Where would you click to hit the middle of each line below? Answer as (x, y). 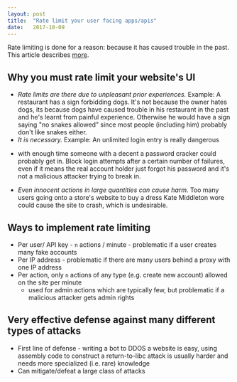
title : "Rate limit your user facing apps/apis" (82, 21)
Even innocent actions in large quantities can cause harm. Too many (118, 190)
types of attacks (44, 331)
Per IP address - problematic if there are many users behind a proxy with (124, 260)
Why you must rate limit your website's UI (101, 77)
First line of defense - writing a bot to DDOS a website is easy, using (117, 348)
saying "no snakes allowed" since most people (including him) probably (122, 124)
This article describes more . (48, 55)
